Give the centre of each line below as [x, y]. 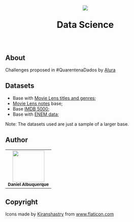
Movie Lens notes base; [38, 103]
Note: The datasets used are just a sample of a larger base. [67, 124]
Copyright [22, 202]
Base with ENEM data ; [36, 114]
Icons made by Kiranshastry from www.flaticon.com [60, 214]
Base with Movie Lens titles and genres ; [54, 98]
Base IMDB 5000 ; [31, 108]
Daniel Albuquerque [28, 184]
